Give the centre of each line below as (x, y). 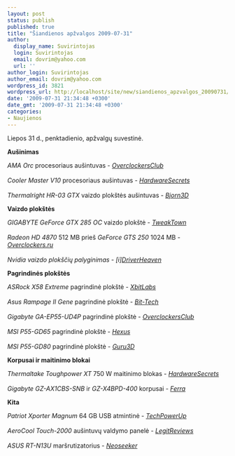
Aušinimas (23, 152)
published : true (31, 27)
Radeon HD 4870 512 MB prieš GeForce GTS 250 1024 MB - (94, 237)
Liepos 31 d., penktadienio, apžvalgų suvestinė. (76, 138)
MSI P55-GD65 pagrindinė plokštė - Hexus (69, 331)
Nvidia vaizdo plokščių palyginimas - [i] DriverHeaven (85, 260)
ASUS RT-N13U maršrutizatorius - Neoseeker (72, 445)
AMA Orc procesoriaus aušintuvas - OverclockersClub (86, 165)
